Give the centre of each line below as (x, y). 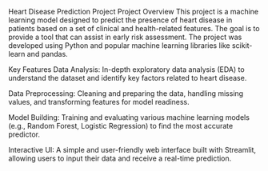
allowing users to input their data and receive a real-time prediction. (120, 158)
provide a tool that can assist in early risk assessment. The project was (125, 37)
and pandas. (47, 54)
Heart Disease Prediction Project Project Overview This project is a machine (134, 12)
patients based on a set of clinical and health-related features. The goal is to (134, 28)
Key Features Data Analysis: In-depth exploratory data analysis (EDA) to (127, 70)
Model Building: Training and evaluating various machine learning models (129, 117)
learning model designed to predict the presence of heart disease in (120, 20)
